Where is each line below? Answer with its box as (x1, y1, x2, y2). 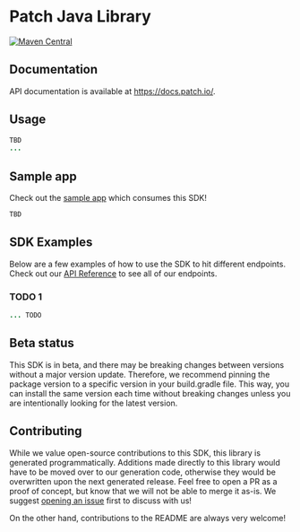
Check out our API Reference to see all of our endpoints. (9, 267, 218, 279)
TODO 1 (9, 290, 43, 302)
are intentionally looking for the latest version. (9, 397, 178, 408)
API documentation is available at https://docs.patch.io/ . (9, 85, 217, 96)
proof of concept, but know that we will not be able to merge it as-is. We (9, 485, 277, 496)
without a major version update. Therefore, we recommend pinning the (9, 369, 270, 379)
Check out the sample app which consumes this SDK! (9, 193, 208, 204)
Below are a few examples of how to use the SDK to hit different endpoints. (9, 258, 287, 269)
